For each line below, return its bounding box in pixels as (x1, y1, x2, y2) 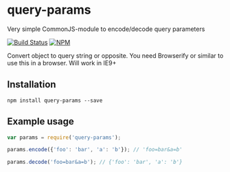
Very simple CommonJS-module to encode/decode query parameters (7, 25, 205, 33)
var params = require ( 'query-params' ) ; (7, 133, 122, 141)
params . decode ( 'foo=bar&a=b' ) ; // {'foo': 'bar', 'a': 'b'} (7, 159, 183, 166)
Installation (7, 78, 56, 91)
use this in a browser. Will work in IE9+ (7, 58, 117, 67)
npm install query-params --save (7, 97, 103, 104)
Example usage (7, 116, 74, 127)
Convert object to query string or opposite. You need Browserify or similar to (7, 51, 224, 60)
